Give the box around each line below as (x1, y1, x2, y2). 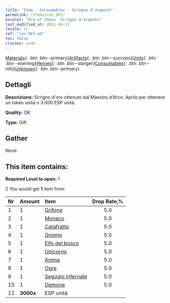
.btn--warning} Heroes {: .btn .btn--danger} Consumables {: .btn (5, 60, 137, 66)
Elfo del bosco (44, 240, 79, 247)
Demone (44, 282, 66, 289)
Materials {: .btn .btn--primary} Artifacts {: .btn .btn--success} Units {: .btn (5, 55, 156, 61)
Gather (5, 134, 28, 143)
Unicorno (44, 248, 68, 255)
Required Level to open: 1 (5, 176, 60, 182)
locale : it (5, 27, 29, 32)
